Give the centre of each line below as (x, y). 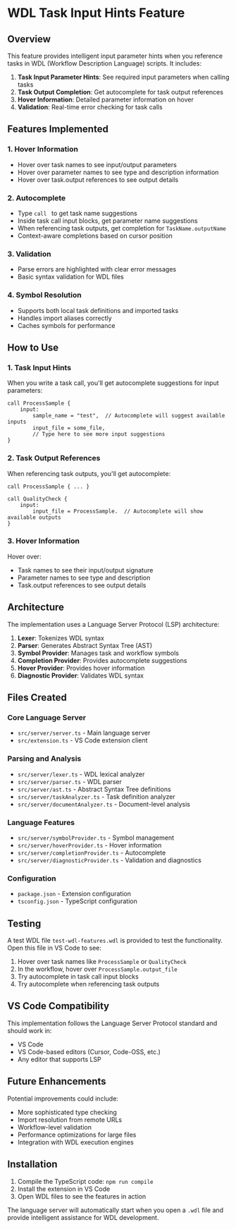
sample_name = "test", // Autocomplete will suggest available (129, 416)
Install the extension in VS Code (64, 1189)
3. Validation (29, 254)
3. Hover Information (43, 541)
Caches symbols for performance (66, 325)
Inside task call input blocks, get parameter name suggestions (108, 221)
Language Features (41, 822)
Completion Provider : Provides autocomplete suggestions (102, 660)
